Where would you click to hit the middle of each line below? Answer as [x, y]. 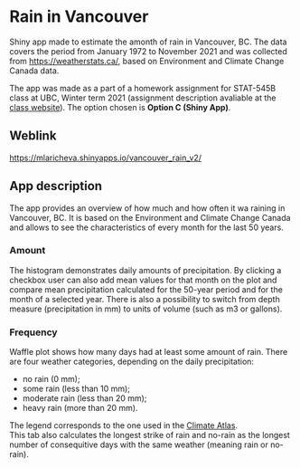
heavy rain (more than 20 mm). [80, 408]
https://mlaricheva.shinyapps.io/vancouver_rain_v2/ [105, 158]
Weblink [33, 136]
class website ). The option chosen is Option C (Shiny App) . [120, 107]
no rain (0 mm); [51, 379]
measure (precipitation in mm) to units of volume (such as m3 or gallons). [146, 309]
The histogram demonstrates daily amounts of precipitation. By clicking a [145, 270]
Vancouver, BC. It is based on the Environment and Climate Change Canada [150, 217]
